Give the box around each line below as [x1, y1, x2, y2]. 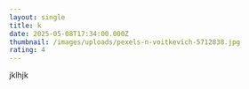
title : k [9, 21, 42, 30]
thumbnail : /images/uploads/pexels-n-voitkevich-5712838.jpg [9, 37, 241, 47]
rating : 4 [9, 46, 46, 55]
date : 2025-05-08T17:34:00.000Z [9, 29, 129, 38]
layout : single [9, 12, 66, 22]
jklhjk [9, 70, 28, 80]
